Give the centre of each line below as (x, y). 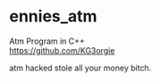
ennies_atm (53, 16)
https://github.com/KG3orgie (62, 50)
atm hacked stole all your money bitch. (80, 68)
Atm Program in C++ (47, 41)
